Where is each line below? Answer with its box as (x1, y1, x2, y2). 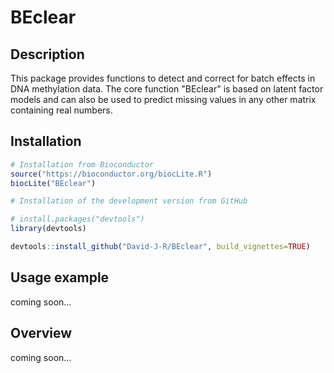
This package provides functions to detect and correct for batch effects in (10, 72, 316, 84)
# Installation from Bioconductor (10, 159, 155, 170)
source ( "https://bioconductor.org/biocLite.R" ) (10, 169, 213, 179)
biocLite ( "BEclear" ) (10, 178, 97, 188)
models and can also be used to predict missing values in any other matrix (10, 94, 317, 105)
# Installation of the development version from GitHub (10, 196, 248, 206)
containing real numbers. (10, 104, 113, 116)
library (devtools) (10, 224, 87, 234)
